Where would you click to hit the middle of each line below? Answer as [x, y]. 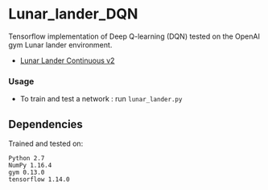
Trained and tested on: [46, 144]
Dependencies [45, 124]
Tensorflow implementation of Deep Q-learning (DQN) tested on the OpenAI [134, 36]
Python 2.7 [27, 159]
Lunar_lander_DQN [73, 14]
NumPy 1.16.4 [30, 166]
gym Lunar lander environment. [60, 44]
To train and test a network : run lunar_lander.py [101, 99]
